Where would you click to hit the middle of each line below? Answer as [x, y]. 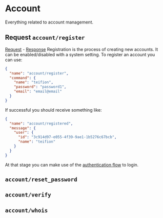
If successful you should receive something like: [53, 110]
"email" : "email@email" [38, 92]
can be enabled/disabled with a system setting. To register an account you [80, 54]
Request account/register [45, 37]
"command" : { [23, 78]
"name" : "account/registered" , [41, 123]
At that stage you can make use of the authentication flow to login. [72, 165]
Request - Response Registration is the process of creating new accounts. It [81, 49]
